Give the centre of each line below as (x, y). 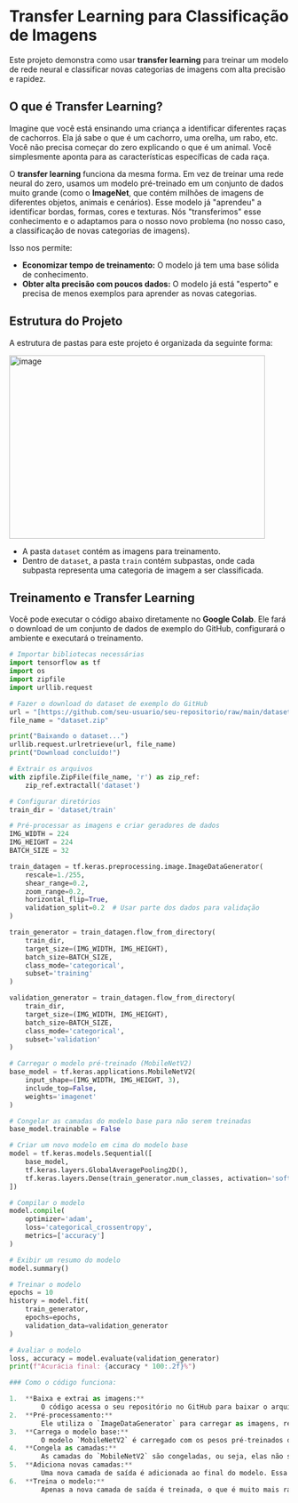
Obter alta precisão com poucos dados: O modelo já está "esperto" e (150, 284)
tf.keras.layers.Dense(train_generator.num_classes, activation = (149, 1178)
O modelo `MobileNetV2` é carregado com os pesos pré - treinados (162, 1440)
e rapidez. (27, 78)
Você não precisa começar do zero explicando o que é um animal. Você (141, 147)
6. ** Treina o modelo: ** (57, 1481)
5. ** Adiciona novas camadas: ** (71, 1465)
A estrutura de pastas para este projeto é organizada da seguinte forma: (141, 342)
